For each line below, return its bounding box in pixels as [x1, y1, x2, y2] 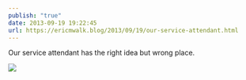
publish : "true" [8, 11, 62, 20]
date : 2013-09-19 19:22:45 [8, 19, 97, 27]
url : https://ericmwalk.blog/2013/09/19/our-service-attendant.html [8, 26, 239, 34]
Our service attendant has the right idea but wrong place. [8, 48, 195, 58]
